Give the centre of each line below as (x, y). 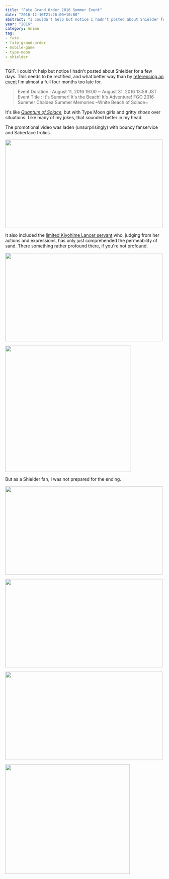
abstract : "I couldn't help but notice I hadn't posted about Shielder (82, 19)
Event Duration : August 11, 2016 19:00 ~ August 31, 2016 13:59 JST (87, 92)
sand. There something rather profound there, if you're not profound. (77, 246)
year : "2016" (19, 24)
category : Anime (22, 29)
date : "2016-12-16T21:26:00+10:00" (43, 15)
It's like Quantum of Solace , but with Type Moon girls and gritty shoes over (83, 112)
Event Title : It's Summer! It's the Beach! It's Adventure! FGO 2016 (86, 97)
